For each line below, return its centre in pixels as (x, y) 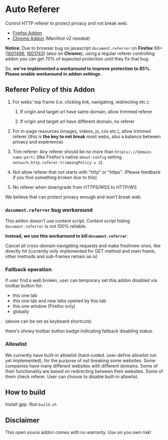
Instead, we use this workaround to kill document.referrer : (67, 236)
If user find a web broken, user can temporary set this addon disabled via (81, 280)
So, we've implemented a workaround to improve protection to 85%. (78, 68)
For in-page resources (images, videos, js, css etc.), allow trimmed (81, 131)
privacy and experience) (38, 141)
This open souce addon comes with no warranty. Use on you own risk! (78, 432)
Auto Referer (32, 9)
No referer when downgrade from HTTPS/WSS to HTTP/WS (75, 187)
